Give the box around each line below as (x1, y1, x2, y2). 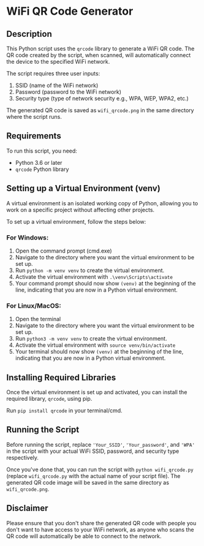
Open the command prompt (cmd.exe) (15, 247, 112, 254)
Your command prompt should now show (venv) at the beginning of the (15, 279, 196, 287)
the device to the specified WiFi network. (6, 58, 110, 65)
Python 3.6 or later (15, 159, 62, 166)
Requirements (6, 131, 61, 142)
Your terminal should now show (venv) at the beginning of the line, (15, 348, 184, 355)
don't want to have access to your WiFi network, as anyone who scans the (6, 526, 194, 533)
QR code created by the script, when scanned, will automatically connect (6, 51, 191, 59)
